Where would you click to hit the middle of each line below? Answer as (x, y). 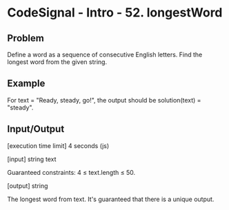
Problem (26, 38)
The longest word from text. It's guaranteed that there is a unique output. (111, 199)
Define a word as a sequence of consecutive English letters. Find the (105, 54)
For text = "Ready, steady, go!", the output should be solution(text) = (104, 100)
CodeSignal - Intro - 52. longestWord (115, 13)
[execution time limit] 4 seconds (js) (58, 145)
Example (26, 84)
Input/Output (36, 129)
